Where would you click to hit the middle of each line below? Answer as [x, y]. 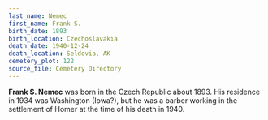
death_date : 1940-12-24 [49, 46]
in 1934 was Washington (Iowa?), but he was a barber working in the [123, 100]
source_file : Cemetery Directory [65, 69]
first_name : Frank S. [45, 24]
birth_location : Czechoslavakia [63, 39]
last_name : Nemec [38, 16]
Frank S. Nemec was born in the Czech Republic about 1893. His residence [134, 92]
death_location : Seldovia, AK [60, 54]
